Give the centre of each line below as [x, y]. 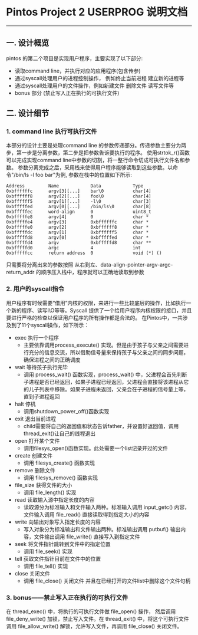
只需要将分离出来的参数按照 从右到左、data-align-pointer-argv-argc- [90, 265]
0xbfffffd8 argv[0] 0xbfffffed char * [77, 238]
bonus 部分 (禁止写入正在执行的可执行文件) [67, 93]
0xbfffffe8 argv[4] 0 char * [77, 217]
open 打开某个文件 [37, 440]
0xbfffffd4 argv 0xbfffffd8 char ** [79, 243]
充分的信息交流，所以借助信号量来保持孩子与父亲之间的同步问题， [109, 352]
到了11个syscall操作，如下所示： [50, 325]
